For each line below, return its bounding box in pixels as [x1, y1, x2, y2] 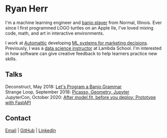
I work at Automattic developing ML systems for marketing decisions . [5, 39, 148, 45]
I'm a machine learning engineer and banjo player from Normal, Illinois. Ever [5, 19, 162, 25]
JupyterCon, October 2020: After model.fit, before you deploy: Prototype [5, 94, 156, 100]
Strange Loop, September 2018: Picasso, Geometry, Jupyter [5, 88, 129, 95]
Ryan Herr [5, 3, 48, 14]
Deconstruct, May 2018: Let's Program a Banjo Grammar [5, 83, 122, 89]
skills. [5, 55, 17, 61]
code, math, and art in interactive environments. [5, 30, 104, 36]
